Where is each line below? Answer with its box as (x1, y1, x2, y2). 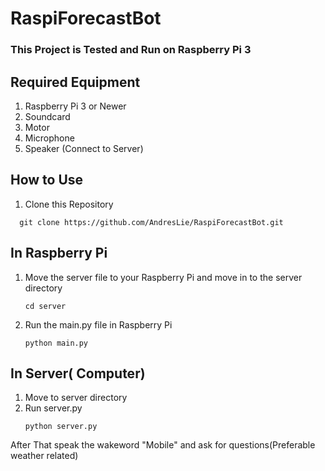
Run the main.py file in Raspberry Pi (24, 318, 173, 331)
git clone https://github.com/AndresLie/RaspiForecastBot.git (19, 217, 284, 227)
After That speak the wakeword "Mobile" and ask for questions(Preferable (10, 439, 316, 451)
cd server (24, 301, 67, 311)
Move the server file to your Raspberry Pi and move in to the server (24, 271, 303, 283)
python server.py (24, 422, 98, 432)
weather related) (10, 450, 79, 462)
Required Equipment (10, 73, 141, 91)
